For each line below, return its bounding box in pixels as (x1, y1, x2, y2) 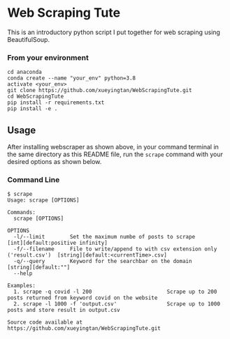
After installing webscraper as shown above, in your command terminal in (7, 143, 219, 151)
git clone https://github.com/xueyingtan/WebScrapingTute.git (7, 87, 192, 94)
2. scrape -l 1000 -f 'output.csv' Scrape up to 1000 (13, 301, 220, 308)
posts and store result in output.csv (7, 307, 120, 314)
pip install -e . (7, 105, 58, 112)
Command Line (7, 174, 60, 184)
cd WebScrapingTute (7, 93, 64, 100)
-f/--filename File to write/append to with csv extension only (13, 246, 217, 253)
